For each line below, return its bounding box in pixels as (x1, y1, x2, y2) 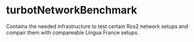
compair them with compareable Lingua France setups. (6, 29, 139, 36)
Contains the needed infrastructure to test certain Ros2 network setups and (6, 23, 188, 30)
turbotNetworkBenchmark (6, 3, 137, 17)
